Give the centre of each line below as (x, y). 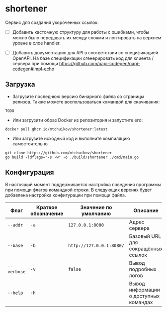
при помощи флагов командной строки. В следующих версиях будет (79, 190)
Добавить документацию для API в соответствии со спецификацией (85, 52)
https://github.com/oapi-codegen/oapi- (99, 64)
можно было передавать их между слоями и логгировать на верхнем (87, 38)
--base (15, 245)
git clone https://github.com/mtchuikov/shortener (59, 153)
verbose (17, 271)
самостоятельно (30, 144)
